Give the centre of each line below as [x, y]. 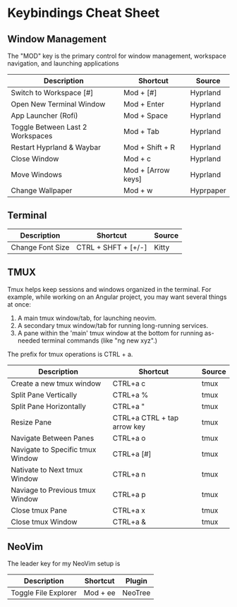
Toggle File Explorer [44, 593]
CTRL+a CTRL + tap [146, 417]
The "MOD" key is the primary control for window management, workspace [117, 56]
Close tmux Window [44, 522]
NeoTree [136, 593]
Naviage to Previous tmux [54, 490]
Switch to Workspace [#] [52, 93]
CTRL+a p [129, 494]
